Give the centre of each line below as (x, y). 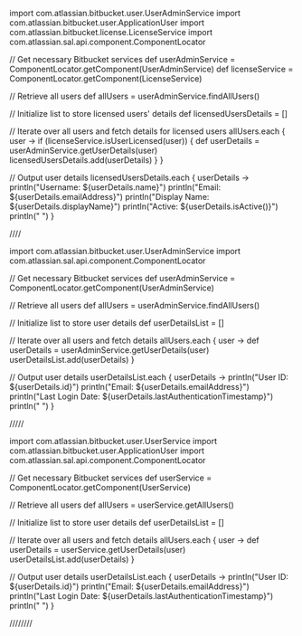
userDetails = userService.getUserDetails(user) (98, 550)
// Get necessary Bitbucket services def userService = (111, 478)
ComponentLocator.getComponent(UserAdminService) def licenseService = (151, 69)
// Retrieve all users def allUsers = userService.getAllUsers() (122, 505)
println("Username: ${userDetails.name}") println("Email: (115, 187)
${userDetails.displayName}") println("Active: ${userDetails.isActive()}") (144, 206)
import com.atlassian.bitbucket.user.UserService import (113, 441)
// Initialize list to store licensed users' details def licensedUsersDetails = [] (148, 114)
